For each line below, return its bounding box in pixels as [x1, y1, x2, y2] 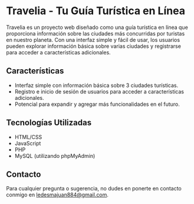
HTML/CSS [14, 133, 42, 140]
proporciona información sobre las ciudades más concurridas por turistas [6, 30, 185, 37]
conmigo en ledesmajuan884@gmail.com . [6, 191, 109, 199]
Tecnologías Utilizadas [6, 118, 92, 128]
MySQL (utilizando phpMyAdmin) [14, 152, 96, 159]
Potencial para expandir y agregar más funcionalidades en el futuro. [14, 101, 180, 108]
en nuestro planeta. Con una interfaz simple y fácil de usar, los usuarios [6, 36, 180, 43]
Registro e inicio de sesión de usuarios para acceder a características [14, 88, 185, 95]
